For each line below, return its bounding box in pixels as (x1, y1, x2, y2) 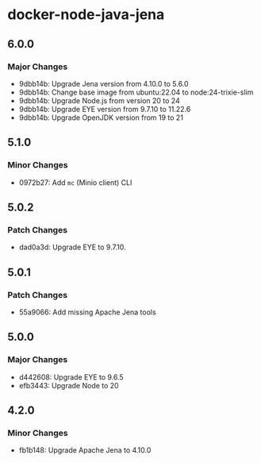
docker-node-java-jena (7, 6, 165, 24)
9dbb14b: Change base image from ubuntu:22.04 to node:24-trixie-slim (18, 87, 254, 97)
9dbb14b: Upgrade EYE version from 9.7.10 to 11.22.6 (18, 104, 191, 114)
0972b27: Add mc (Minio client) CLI (18, 177, 132, 187)
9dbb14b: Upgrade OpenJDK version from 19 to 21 (18, 113, 184, 122)
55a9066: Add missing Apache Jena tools (18, 307, 156, 317)
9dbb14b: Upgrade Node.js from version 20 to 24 (18, 95, 180, 105)
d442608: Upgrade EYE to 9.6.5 (18, 372, 124, 382)
